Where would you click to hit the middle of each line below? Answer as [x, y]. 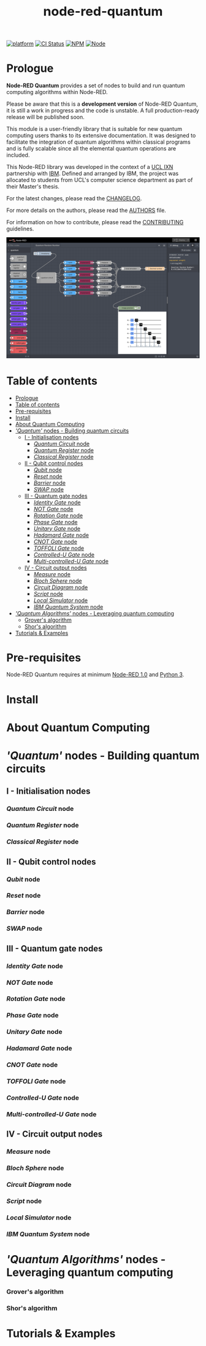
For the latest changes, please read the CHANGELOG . [74, 198]
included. [18, 155]
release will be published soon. [45, 117]
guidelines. [20, 229]
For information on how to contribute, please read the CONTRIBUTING [95, 222]
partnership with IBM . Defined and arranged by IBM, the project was [93, 173]
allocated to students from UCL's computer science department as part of [100, 180]
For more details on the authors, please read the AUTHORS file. [86, 210]
